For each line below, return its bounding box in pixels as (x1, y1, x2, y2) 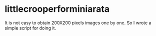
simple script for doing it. (4, 25, 56, 31)
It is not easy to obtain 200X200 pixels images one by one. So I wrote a (4, 20, 151, 26)
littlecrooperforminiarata (4, 3, 110, 15)
